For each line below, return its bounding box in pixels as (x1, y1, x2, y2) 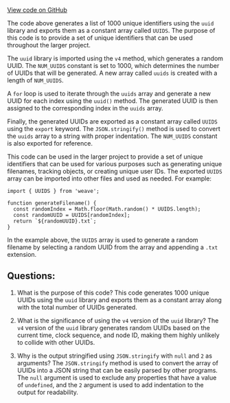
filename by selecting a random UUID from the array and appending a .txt (7, 243, 218, 251)
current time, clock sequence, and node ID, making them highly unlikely (16, 331, 220, 339)
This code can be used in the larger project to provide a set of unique (7, 152, 203, 161)
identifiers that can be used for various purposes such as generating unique (7, 160, 222, 168)
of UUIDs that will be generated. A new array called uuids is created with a (7, 69, 218, 77)
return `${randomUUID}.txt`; (13, 218, 97, 224)
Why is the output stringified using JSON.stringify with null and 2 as (16, 352, 213, 360)
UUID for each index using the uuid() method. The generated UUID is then (7, 97, 218, 105)
